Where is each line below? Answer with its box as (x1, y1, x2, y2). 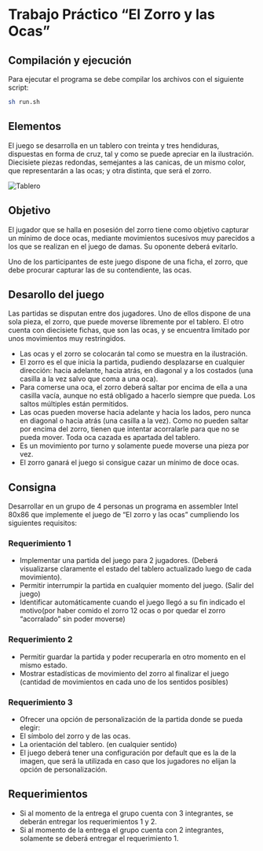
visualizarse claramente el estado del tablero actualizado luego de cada (19, 564, 252, 574)
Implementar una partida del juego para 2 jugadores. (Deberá (19, 556, 218, 565)
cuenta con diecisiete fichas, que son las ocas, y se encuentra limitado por (8, 325, 250, 335)
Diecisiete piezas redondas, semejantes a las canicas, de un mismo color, (8, 157, 246, 167)
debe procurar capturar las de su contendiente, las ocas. (8, 265, 192, 275)
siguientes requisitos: (8, 518, 77, 528)
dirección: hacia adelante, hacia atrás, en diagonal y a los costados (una (19, 366, 254, 376)
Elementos (8, 120, 61, 133)
